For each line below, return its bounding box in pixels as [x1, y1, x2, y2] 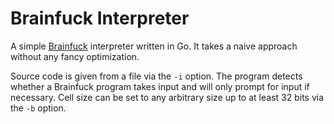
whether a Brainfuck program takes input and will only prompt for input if [10, 80, 310, 92]
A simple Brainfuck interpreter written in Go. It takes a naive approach [10, 40, 298, 52]
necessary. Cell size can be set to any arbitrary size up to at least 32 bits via [10, 91, 325, 103]
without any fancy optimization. [10, 50, 140, 62]
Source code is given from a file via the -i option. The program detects [10, 70, 303, 82]
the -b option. [10, 102, 67, 114]
